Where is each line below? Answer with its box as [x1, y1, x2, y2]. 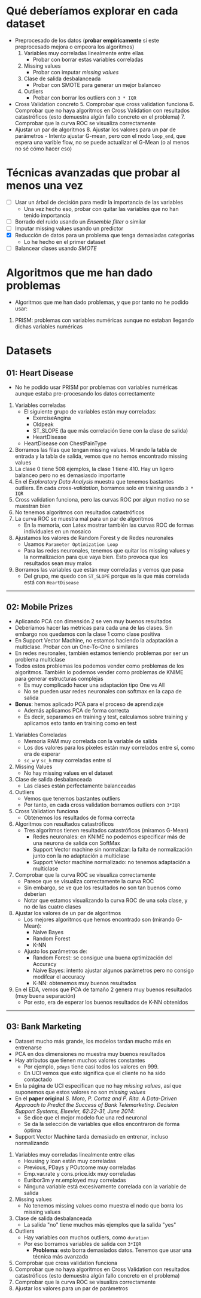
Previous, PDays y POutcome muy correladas [23, 1164, 136, 1171]
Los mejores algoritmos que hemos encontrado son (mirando [23, 916, 175, 923]
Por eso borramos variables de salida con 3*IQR [23, 1240, 142, 1247]
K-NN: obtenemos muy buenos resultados [32, 979, 136, 986]
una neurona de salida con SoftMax [32, 839, 121, 846]
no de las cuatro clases [23, 903, 81, 910]
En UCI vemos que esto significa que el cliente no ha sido [23, 1069, 166, 1076]
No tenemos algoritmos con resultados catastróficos [14, 509, 145, 516]
